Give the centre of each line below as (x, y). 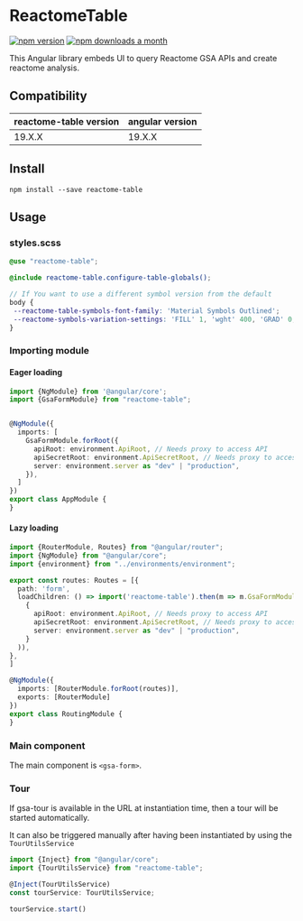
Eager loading (36, 372)
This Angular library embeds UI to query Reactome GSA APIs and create (143, 58)
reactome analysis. (44, 68)
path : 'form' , (44, 589)
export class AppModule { (58, 500)
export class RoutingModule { (66, 714)
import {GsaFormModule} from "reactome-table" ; (101, 400)
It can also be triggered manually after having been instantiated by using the (151, 835)
